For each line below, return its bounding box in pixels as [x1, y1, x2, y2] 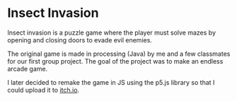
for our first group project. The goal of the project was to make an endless [7, 57, 224, 65]
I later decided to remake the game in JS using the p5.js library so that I [7, 78, 215, 86]
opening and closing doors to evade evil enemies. [7, 35, 152, 44]
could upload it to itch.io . [7, 85, 80, 94]
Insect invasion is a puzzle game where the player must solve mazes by [7, 28, 216, 37]
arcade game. [7, 64, 48, 73]
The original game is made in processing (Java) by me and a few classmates [7, 49, 231, 58]
